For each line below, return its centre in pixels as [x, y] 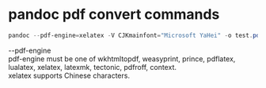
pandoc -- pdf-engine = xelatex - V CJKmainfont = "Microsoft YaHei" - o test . [131, 35]
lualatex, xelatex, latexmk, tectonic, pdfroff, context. [92, 67]
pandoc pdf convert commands [114, 15]
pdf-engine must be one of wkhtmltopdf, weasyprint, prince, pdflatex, [122, 59]
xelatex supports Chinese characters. [69, 75]
